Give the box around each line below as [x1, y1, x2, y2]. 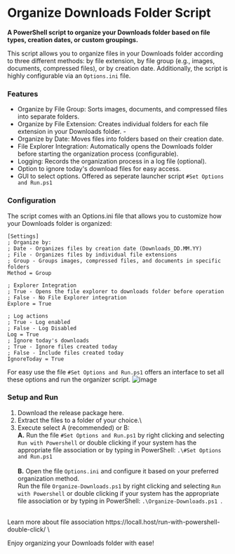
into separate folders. [17, 112, 80, 121]
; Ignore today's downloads [7, 337, 90, 344]
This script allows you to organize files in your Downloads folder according [7, 49, 223, 58]
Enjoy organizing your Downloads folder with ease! [7, 539, 154, 547]
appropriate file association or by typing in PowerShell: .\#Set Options [17, 445, 222, 454]
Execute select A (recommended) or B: [17, 423, 130, 432]
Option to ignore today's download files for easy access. [17, 165, 181, 173]
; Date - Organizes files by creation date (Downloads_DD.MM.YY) [7, 245, 202, 252]
